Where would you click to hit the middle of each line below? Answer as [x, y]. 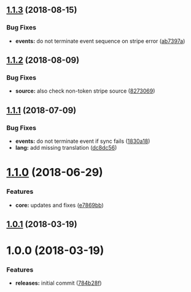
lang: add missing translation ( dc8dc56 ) [66, 148]
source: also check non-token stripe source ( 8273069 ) [85, 91]
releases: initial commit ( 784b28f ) [59, 283]
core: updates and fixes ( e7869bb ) [60, 205]
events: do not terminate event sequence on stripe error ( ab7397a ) [100, 41]
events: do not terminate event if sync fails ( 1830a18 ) [83, 141]
